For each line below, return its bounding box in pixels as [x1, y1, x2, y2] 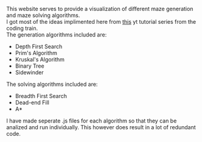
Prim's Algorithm [15, 49, 58, 57]
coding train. [6, 24, 38, 32]
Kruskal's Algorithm [15, 56, 65, 63]
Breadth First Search [15, 93, 68, 99]
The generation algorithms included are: [6, 31, 107, 38]
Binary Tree [15, 62, 44, 69]
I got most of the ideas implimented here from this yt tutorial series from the [6, 18, 197, 25]
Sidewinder [15, 69, 44, 76]
